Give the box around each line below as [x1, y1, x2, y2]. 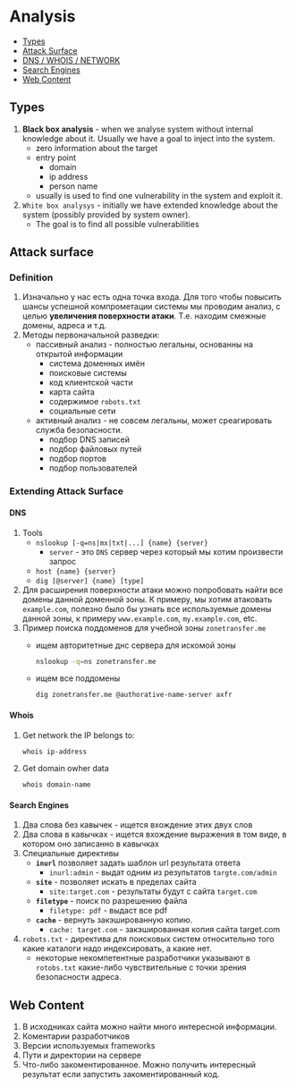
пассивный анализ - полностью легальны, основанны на [35, 339, 253, 350]
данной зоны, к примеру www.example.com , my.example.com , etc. [21, 613, 258, 624]
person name [48, 181, 98, 191]
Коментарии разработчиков [21, 1031, 130, 1041]
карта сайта [48, 387, 96, 397]
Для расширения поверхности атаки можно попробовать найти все [21, 584, 283, 595]
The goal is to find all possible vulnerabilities [35, 218, 199, 229]
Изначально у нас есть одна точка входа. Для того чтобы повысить [21, 292, 282, 302]
